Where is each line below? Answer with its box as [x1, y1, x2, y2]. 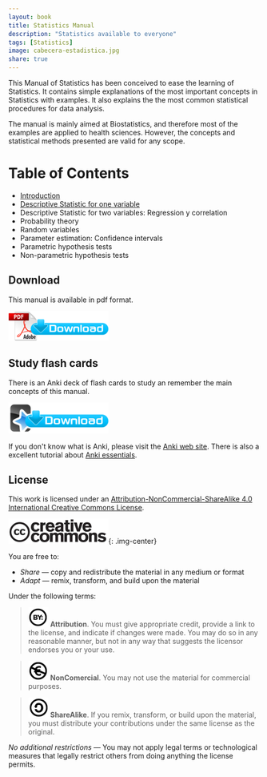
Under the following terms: [8, 591, 97, 601]
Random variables [19, 224, 80, 234]
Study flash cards [8, 356, 98, 370]
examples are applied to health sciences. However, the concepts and [8, 128, 236, 137]
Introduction [19, 191, 61, 200]
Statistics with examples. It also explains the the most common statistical [8, 95, 249, 104]
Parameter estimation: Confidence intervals [19, 233, 163, 243]
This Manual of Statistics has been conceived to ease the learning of [8, 79, 234, 87]
